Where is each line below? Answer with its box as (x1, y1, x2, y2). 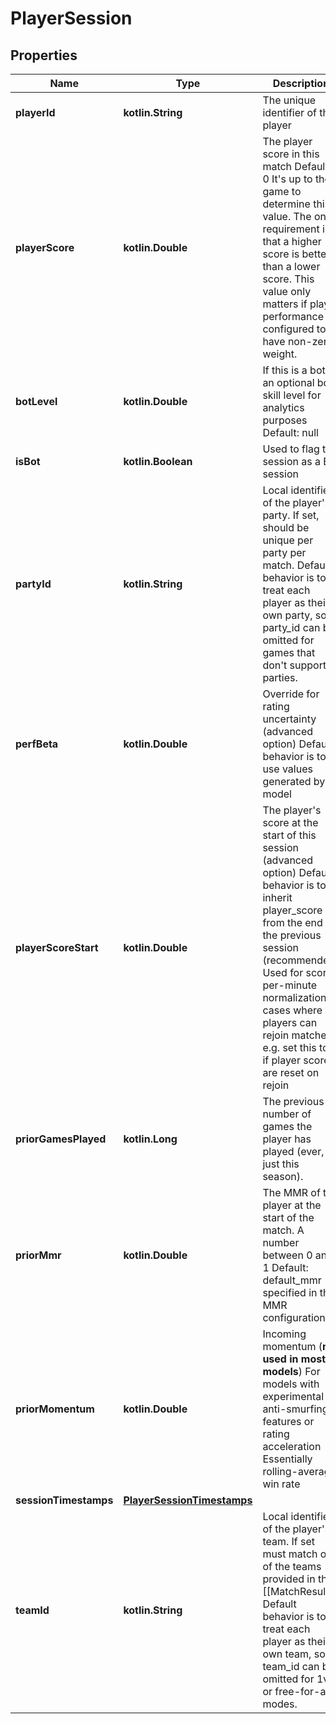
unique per (262, 533, 314, 547)
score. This (262, 272, 315, 286)
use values (262, 762, 313, 776)
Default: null (262, 426, 319, 439)
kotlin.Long (123, 1132, 178, 1146)
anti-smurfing (262, 1402, 329, 1416)
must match (262, 1547, 318, 1561)
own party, (262, 608, 313, 622)
